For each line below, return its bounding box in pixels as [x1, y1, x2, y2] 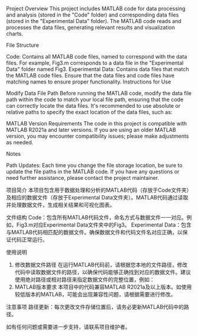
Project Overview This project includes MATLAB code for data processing [6, 5, 186, 12]
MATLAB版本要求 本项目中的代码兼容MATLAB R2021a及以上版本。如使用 [14, 283, 192, 290]
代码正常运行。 [11, 236, 48, 243]
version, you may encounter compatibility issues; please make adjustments [6, 133, 189, 140]
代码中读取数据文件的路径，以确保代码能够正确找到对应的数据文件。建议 [14, 269, 191, 276]
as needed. [6, 139, 34, 146]
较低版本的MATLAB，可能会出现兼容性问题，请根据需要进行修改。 [14, 291, 176, 298]
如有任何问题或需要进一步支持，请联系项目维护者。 [6, 324, 131, 330]
